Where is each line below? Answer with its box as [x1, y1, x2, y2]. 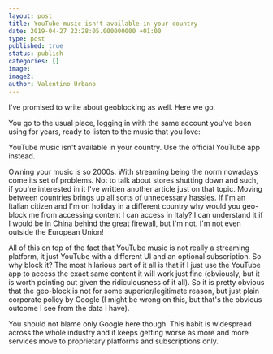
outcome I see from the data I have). [8, 303, 130, 313]
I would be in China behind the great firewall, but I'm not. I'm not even [8, 218, 241, 228]
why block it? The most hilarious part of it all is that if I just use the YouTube [8, 260, 262, 270]
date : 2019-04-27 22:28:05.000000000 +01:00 [8, 27, 162, 35]
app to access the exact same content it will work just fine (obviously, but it [8, 269, 260, 278]
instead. [8, 151, 36, 161]
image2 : [8, 72, 35, 80]
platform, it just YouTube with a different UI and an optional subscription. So [8, 251, 262, 261]
